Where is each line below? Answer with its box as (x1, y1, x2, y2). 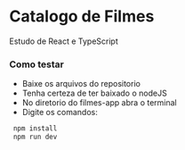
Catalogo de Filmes (9, 6, 155, 27)
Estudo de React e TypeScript (9, 36, 118, 46)
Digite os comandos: (21, 107, 98, 118)
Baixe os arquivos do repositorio (21, 79, 141, 89)
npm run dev (12, 132, 58, 142)
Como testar (9, 58, 64, 71)
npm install (12, 124, 58, 133)
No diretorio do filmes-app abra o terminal (21, 97, 177, 108)
